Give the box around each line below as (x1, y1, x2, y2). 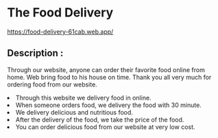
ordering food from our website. (7, 80, 97, 89)
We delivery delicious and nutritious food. (16, 108, 134, 116)
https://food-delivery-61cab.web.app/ (7, 27, 114, 36)
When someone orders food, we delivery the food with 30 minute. (16, 101, 202, 109)
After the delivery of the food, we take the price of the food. (16, 115, 184, 124)
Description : (7, 47, 64, 59)
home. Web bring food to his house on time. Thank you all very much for (7, 73, 212, 81)
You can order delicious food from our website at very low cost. (16, 122, 195, 131)
